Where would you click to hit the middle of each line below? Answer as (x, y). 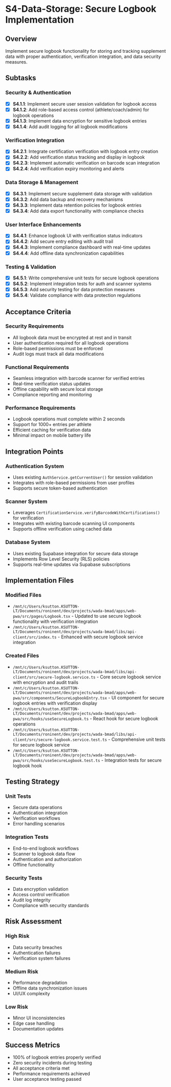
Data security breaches (37, 947)
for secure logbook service (41, 744)
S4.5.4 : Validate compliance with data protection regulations (77, 295)
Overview (21, 39)
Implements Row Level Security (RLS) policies (61, 559)
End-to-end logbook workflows (46, 848)
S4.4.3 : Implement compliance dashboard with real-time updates (82, 247)
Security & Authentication (38, 93)
